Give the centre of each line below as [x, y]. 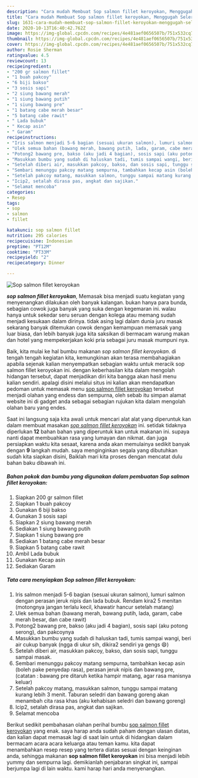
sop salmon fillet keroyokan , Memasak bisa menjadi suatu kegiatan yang [95, 296]
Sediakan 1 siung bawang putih [53, 528]
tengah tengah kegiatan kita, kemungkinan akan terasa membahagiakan [94, 358]
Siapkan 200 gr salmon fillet [49, 497]
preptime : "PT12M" [29, 247]
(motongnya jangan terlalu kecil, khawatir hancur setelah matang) [94, 607]
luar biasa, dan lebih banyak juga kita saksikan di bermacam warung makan [98, 334]
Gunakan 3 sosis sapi [41, 516]
